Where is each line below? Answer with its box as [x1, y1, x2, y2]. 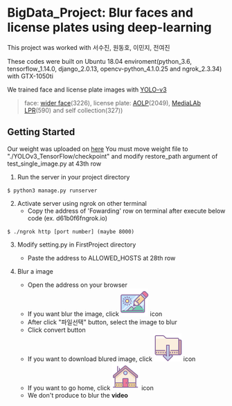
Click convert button [27, 326, 86, 334]
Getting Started [7, 126, 75, 138]
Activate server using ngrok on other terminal [17, 199, 147, 207]
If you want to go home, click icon [27, 383, 154, 392]
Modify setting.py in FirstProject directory [17, 240, 136, 249]
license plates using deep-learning [7, 19, 212, 35]
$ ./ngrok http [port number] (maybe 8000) [7, 228, 135, 235]
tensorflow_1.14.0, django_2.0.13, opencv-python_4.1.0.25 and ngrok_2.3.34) [7, 64, 222, 73]
